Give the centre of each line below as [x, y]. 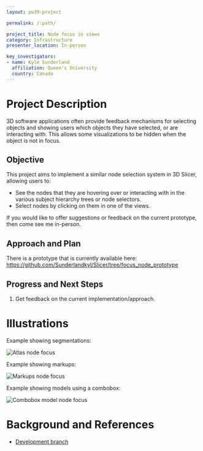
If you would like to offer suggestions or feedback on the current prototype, [102, 218]
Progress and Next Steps [55, 284]
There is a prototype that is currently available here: [72, 259]
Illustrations [37, 324]
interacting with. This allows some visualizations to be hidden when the [96, 134]
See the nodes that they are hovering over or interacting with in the [100, 193]
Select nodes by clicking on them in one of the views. [83, 206]
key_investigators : [31, 57]
